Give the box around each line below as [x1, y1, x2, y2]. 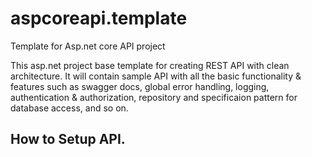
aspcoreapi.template [10, 7, 188, 30]
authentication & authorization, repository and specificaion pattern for [10, 91, 298, 103]
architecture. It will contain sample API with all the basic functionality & [10, 70, 302, 82]
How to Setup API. [10, 131, 126, 148]
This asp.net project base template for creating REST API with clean [10, 59, 290, 71]
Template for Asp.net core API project [10, 40, 166, 52]
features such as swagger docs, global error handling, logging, [10, 80, 270, 92]
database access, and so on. [10, 102, 129, 114]
